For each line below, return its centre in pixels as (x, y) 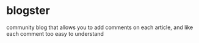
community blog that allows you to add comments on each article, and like (100, 27)
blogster (28, 11)
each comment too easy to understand (55, 33)
